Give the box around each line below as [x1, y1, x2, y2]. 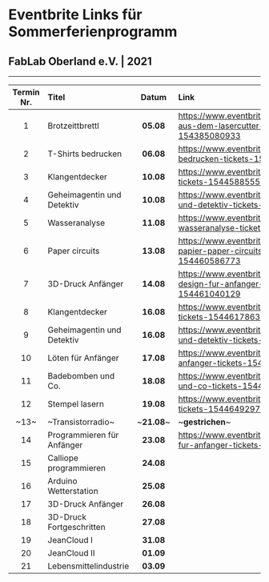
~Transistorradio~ [47, 416, 114, 427]
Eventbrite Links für [8, 6, 143, 24]
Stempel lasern [47, 399, 104, 409]
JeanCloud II [47, 548, 95, 558]
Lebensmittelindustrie [47, 560, 130, 572]
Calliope [47, 452, 78, 464]
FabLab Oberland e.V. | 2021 [8, 54, 152, 68]
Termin [12, 86, 40, 98]
